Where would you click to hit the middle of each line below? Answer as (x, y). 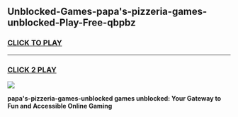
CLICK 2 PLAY (32, 69)
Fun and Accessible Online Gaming (60, 106)
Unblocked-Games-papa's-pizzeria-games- (107, 12)
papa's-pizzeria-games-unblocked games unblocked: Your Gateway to (114, 98)
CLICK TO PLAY (35, 43)
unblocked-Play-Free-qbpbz (72, 23)
